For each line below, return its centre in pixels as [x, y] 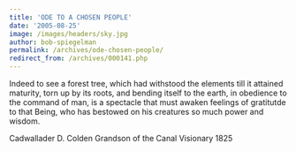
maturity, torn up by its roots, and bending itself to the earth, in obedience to [148, 93]
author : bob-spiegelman [53, 42]
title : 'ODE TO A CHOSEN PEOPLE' [71, 17]
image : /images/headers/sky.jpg [68, 34]
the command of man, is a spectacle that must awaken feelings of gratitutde [148, 102]
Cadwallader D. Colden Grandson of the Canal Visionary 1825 [121, 138]
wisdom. [25, 121]
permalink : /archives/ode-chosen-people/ [87, 50]
